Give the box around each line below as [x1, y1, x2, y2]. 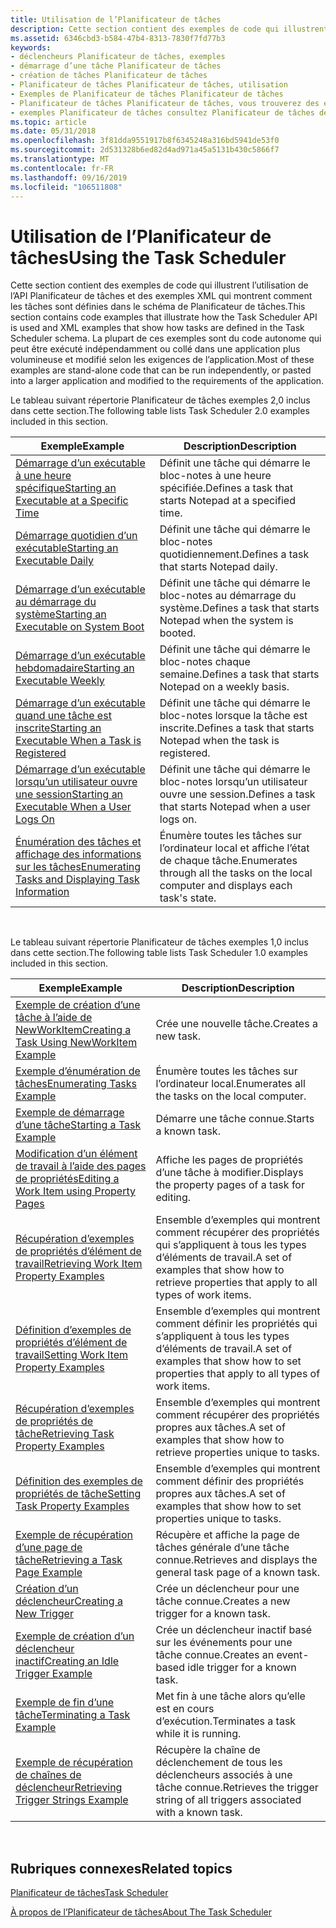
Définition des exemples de [15, 1474, 143, 1488]
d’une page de [15, 1541, 83, 1555]
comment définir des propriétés [155, 1474, 305, 1488]
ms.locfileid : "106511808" [10, 182, 123, 192]
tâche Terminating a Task [15, 1708, 131, 1722]
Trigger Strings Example [15, 1793, 129, 1807]
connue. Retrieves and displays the [155, 1553, 318, 1567]
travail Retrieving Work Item [15, 1257, 143, 1271]
